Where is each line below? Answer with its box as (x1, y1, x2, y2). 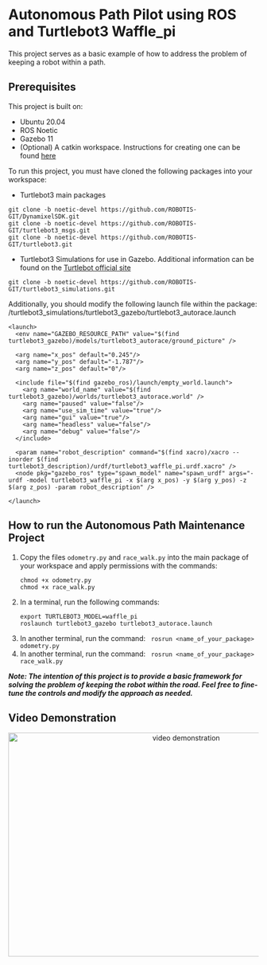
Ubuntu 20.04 (19, 117, 66, 127)
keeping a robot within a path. (8, 57, 106, 67)
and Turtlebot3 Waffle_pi (8, 22, 176, 41)
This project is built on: (8, 101, 83, 111)
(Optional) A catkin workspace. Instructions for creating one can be (19, 142, 241, 152)
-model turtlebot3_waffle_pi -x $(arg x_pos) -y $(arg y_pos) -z (25, 476, 247, 484)
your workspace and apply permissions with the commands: (19, 561, 218, 570)
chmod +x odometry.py (19, 576, 91, 584)
